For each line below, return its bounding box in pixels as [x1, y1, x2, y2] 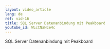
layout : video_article [5, 7, 51, 12]
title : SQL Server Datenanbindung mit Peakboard [5, 20, 106, 26]
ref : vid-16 [5, 16, 29, 21]
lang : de [5, 12, 23, 16]
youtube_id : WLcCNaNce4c [5, 25, 55, 30]
